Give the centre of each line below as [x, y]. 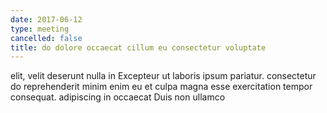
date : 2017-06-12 [46, 19]
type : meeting [40, 29]
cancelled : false [46, 38]
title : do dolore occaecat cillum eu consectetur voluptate [138, 47]
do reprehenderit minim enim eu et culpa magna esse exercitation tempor [161, 87]
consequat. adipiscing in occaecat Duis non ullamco [118, 97]
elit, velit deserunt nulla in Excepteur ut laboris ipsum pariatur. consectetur [163, 76]
